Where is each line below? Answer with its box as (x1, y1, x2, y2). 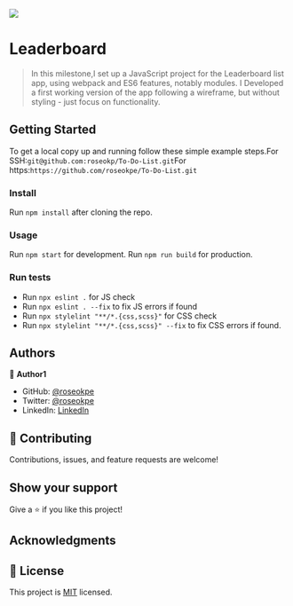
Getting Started (9, 122, 97, 138)
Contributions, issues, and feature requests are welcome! (9, 454, 219, 465)
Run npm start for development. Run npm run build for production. (9, 249, 253, 260)
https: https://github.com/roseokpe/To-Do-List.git (9, 164, 198, 175)
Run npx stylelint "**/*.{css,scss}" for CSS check (21, 311, 218, 321)
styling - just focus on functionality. (30, 96, 162, 106)
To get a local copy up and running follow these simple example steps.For (9, 146, 279, 156)
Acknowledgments (9, 533, 117, 548)
